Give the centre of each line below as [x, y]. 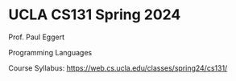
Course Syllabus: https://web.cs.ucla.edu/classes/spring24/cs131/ [118, 68]
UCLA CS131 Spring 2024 [95, 15]
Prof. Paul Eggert [36, 37]
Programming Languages [50, 52]
